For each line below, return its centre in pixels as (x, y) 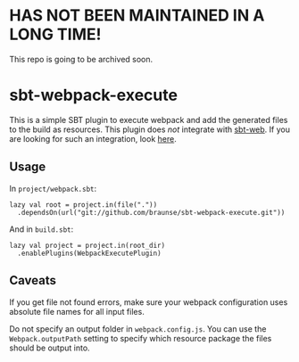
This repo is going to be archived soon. (81, 59)
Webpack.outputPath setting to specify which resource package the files (141, 338)
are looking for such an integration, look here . (93, 138)
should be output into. (50, 348)
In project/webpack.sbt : (53, 188)
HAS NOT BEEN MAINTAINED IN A (137, 16)
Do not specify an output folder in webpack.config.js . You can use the (138, 329)
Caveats (33, 280)
